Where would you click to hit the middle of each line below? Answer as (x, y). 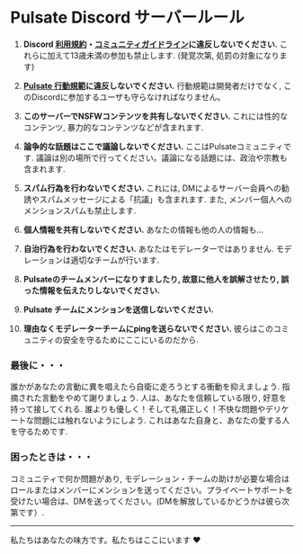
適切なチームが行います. (115, 260)
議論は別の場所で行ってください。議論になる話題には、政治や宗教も (161, 157)
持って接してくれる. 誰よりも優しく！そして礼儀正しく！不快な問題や (138, 409)
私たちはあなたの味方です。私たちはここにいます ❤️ (106, 540)
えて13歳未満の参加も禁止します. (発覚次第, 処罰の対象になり (167, 55)
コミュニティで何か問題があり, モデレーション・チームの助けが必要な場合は (150, 478)
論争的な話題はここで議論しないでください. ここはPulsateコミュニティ (153, 146)
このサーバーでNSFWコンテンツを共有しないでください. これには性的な (156, 116)
